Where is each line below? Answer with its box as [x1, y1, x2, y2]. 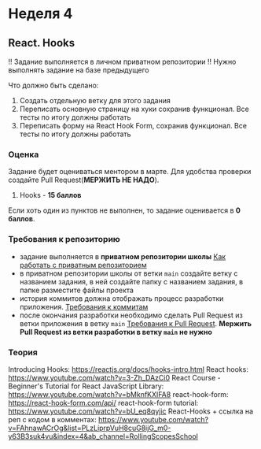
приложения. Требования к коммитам [19, 302, 149, 311]
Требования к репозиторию [8, 234, 120, 245]
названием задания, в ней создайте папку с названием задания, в [19, 276, 244, 286]
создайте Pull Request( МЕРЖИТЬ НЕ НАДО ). [8, 175, 160, 185]
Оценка [8, 149, 39, 160]
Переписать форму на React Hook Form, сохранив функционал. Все [19, 121, 248, 130]
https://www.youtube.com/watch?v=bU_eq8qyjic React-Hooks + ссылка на [8, 406, 254, 416]
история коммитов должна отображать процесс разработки [19, 293, 224, 303]
